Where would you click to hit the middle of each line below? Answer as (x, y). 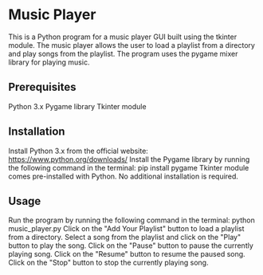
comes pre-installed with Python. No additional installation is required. (124, 176)
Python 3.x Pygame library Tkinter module (77, 106)
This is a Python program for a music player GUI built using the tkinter (123, 37)
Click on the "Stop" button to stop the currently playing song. (108, 263)
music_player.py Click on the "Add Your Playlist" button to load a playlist (126, 229)
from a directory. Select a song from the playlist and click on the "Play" (125, 238)
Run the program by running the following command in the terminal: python (131, 220)
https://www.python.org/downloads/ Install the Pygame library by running (129, 159)
